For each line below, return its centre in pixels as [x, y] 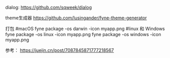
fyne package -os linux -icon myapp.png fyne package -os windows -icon [83, 34]
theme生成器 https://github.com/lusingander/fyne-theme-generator [76, 18]
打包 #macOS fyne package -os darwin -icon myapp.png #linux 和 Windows [85, 28]
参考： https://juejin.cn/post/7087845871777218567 [60, 50]
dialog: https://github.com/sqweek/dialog [49, 7]
